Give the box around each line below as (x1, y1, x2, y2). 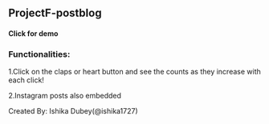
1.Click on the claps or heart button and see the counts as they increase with (8, 67, 261, 77)
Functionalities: (8, 48, 71, 59)
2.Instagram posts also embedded (8, 91, 122, 101)
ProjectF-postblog (8, 6, 102, 20)
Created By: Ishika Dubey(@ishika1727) (8, 106, 138, 116)
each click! (8, 75, 44, 85)
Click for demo (8, 28, 59, 38)
